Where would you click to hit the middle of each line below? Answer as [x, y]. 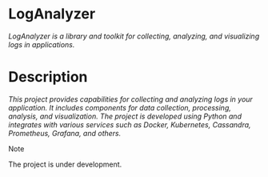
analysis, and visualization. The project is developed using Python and [125, 116]
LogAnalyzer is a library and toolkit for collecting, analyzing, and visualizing [134, 36]
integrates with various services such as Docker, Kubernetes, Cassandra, [130, 124]
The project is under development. [65, 164]
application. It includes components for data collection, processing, [120, 107]
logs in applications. [42, 44]
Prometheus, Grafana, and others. [65, 133]
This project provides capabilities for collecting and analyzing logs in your [131, 99]
